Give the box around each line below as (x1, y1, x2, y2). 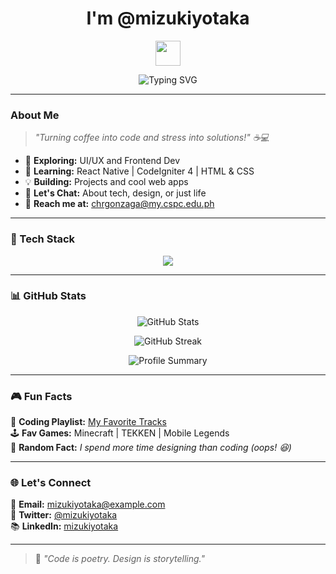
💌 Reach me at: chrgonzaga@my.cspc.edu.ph (24, 198, 215, 210)
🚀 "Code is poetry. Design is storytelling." (34, 553, 205, 565)
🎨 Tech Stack (10, 232, 76, 246)
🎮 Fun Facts (10, 389, 73, 403)
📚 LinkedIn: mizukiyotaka (10, 520, 119, 532)
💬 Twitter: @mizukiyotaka (10, 509, 118, 521)
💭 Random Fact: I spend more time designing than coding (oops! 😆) (10, 442, 292, 454)
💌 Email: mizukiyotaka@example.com (10, 498, 166, 511)
